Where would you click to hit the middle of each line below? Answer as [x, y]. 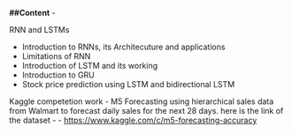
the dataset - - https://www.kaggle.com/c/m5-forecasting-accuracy [133, 120]
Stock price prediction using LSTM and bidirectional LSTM [128, 84]
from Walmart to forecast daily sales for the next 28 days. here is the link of [146, 111]
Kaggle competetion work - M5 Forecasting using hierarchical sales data [142, 101]
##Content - [32, 13]
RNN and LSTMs [39, 30]
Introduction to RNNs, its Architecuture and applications [123, 47]
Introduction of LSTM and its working [90, 66]
